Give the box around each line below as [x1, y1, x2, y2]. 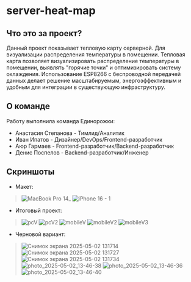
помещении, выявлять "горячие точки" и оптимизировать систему [6, 64, 181, 71]
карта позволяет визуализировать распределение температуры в [6, 58, 179, 64]
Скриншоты [6, 167, 55, 177]
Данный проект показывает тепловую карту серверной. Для [6, 44, 166, 51]
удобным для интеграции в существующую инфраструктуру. [6, 83, 166, 91]
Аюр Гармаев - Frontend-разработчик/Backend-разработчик [15, 142, 175, 150]
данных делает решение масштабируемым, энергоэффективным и [6, 77, 182, 84]
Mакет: [15, 183, 34, 190]
